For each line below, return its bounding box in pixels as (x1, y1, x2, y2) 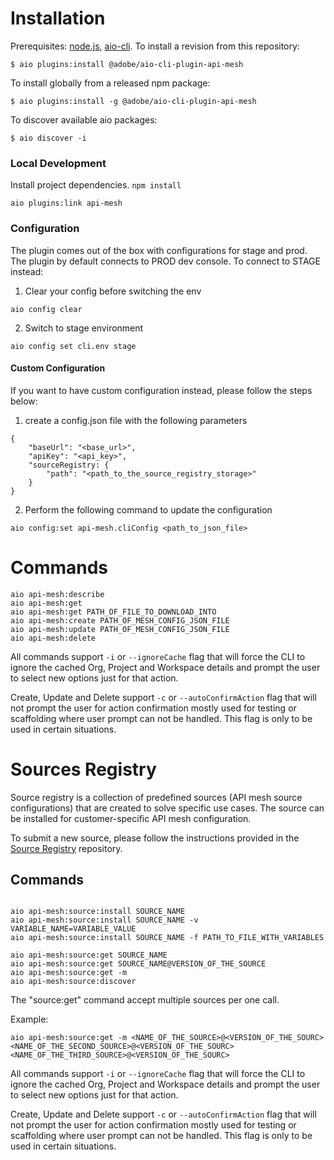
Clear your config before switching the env (24, 285, 202, 297)
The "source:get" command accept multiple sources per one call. (10, 994, 280, 1006)
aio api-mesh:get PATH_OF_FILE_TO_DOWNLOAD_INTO (10, 607, 217, 617)
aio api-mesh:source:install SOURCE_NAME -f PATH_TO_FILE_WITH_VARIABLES (10, 933, 325, 943)
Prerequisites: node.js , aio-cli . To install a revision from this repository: (10, 40, 300, 52)
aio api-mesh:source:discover (10, 977, 137, 987)
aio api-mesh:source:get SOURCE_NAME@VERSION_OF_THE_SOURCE (10, 959, 267, 969)
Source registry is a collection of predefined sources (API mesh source (10, 791, 303, 803)
